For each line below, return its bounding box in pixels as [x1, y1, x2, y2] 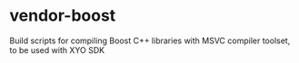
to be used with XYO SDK [9, 44, 105, 55]
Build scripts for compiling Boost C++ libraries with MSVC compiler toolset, [9, 35, 291, 46]
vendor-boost [9, 5, 116, 26]
